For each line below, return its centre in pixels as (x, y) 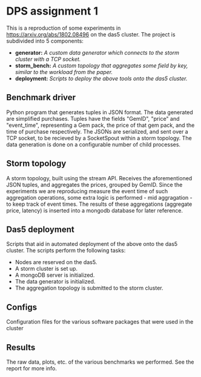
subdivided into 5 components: (45, 41)
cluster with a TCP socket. (48, 59)
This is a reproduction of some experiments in (64, 28)
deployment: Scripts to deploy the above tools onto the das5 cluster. (101, 78)
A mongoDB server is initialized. (55, 275)
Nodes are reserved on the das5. (56, 262)
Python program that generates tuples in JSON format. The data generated (100, 112)
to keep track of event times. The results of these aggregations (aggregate (99, 204)
